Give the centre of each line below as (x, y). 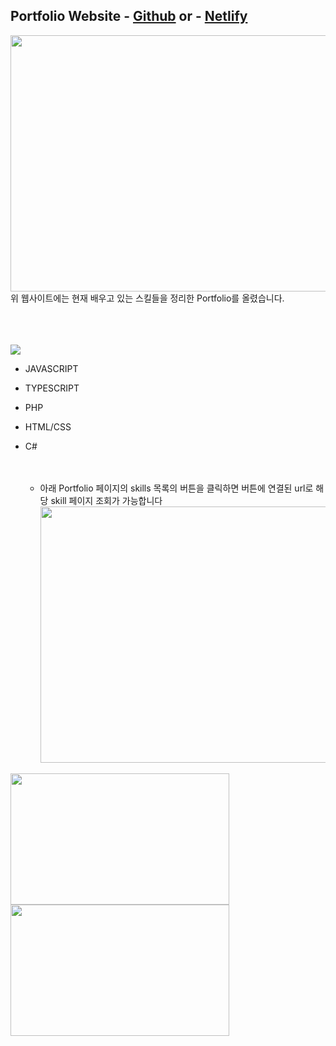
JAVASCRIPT (51, 368)
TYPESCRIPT (52, 388)
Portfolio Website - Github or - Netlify (129, 16)
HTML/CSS (48, 426)
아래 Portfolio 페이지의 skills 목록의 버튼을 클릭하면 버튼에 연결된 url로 (176, 488)
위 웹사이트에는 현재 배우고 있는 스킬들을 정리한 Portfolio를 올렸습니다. (147, 298)
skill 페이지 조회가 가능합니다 (106, 500)
